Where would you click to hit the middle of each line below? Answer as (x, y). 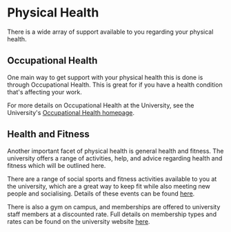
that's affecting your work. (45, 92)
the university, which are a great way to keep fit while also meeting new (109, 186)
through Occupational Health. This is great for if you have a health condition (115, 85)
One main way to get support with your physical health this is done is (105, 77)
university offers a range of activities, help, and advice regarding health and (115, 158)
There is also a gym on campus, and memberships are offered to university (114, 207)
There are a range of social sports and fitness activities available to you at (112, 179)
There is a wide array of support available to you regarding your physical (110, 32)
